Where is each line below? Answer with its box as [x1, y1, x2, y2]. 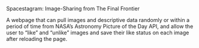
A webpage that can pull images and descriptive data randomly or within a [6, 17, 190, 23]
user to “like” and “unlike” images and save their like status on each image [6, 29, 189, 36]
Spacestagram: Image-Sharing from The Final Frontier [6, 5, 140, 12]
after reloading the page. [6, 36, 68, 42]
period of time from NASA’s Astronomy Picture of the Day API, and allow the [6, 23, 194, 30]
